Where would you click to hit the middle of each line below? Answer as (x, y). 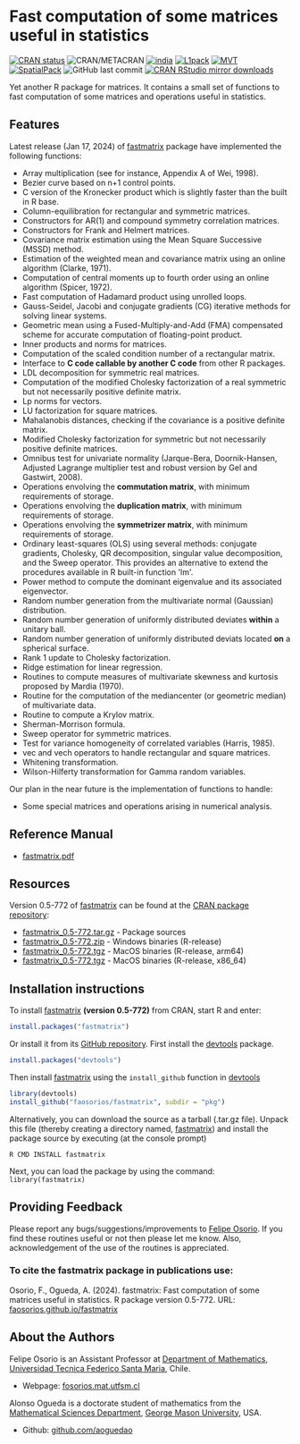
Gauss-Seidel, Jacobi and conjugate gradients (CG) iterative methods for (156, 306)
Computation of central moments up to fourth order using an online (146, 277)
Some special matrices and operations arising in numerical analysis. (147, 806)
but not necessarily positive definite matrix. (101, 392)
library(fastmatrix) (48, 1179)
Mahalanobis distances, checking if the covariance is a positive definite (154, 420)
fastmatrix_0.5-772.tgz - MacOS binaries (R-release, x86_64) (134, 961)
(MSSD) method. (53, 249)
